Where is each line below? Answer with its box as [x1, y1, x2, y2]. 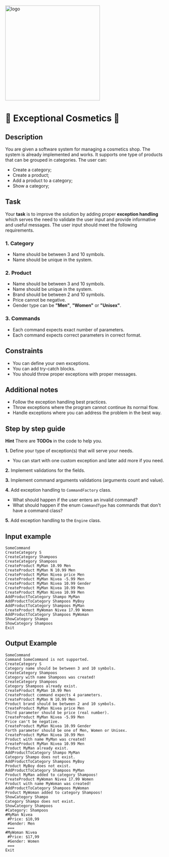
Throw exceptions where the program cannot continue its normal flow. [12, 404, 159, 411]
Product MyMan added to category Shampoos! [5, 772, 98, 777]
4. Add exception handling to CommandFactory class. [5, 487, 112, 493]
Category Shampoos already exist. [5, 683, 78, 689]
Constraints [5, 347, 43, 355]
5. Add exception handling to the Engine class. [5, 517, 101, 524]
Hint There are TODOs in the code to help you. [5, 438, 102, 444]
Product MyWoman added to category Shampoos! [5, 790, 102, 795]
